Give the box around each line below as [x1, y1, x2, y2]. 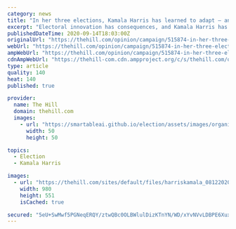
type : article [7, 63, 49, 70]
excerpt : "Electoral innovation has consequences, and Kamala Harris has [7, 23, 228, 30]
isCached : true [20, 198, 65, 206]
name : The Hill [13, 101, 58, 109]
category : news [7, 10, 52, 18]
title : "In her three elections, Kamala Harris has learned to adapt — [7, 17, 221, 24]
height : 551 [20, 192, 55, 199]
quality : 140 [7, 69, 46, 76]
